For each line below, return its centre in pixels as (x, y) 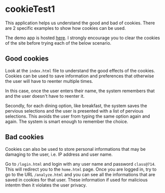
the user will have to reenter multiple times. (49, 81)
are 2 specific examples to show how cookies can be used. (66, 28)
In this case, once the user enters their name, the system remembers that (80, 91)
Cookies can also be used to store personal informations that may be (76, 149)
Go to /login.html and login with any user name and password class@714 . (81, 164)
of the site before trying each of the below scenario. (58, 43)
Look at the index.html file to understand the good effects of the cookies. (80, 70)
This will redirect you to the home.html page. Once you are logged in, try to (81, 169)
